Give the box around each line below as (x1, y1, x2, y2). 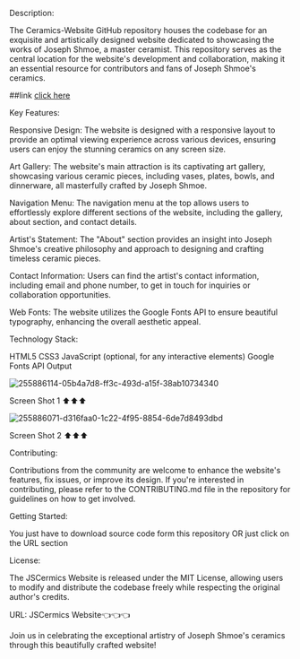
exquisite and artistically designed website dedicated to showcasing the (9, 35, 275, 45)
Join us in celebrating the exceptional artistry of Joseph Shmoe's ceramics (9, 630, 286, 640)
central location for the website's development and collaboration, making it (9, 54, 285, 64)
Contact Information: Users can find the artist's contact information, (9, 271, 260, 281)
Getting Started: (9, 511, 69, 521)
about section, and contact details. (9, 217, 137, 227)
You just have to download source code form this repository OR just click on (9, 528, 289, 539)
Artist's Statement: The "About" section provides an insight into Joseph (9, 234, 273, 245)
